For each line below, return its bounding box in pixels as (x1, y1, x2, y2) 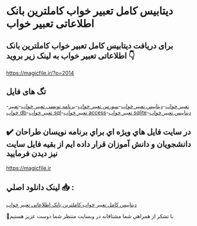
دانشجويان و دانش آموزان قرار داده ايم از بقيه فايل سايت (6, 139, 192, 150)
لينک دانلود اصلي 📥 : (6, 182, 74, 193)
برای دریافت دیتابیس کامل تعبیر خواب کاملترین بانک (6, 41, 174, 51)
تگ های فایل (6, 86, 46, 97)
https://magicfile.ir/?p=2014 (6, 70, 74, 76)
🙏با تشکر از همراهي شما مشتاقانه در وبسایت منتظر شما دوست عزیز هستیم (6, 213, 174, 220)
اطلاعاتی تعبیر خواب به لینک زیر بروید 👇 (6, 51, 135, 61)
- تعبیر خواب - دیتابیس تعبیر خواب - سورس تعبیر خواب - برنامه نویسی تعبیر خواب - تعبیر (6, 103, 189, 110)
